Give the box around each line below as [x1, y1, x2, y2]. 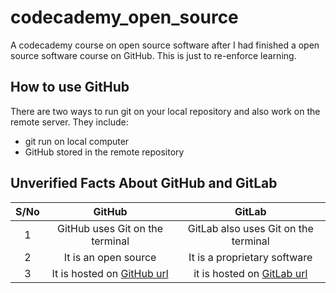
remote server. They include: [10, 116, 129, 128]
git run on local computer [24, 135, 130, 147]
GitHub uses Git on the [56, 221, 164, 235]
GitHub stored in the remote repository [24, 146, 185, 158]
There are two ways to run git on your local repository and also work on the [10, 105, 321, 117]
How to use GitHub [10, 79, 130, 96]
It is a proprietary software [188, 250, 313, 264]
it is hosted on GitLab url [193, 266, 308, 280]
